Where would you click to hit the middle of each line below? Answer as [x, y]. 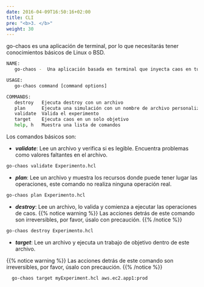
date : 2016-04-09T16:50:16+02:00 [49, 12]
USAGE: [15, 80]
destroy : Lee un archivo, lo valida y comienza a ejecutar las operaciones [106, 206]
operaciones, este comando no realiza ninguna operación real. [93, 184]
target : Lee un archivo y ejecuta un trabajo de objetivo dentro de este [102, 242]
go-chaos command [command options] [61, 86]
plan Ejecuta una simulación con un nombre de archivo [92, 108]
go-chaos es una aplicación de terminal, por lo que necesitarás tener [93, 46]
